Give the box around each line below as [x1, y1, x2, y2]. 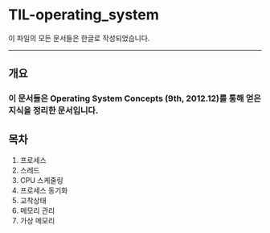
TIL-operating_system [8, 6, 159, 24]
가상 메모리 [19, 216, 55, 226]
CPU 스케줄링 [19, 176, 63, 185]
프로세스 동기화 [19, 185, 68, 195]
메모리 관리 [19, 206, 55, 215]
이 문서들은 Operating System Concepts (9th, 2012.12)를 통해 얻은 [8, 93, 261, 104]
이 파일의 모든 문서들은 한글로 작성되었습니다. [8, 33, 150, 43]
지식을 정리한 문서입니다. [8, 105, 99, 116]
